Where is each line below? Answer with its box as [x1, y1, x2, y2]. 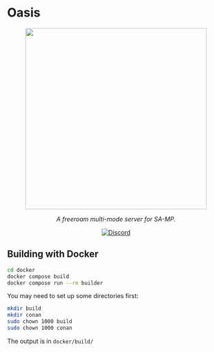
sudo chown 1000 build [7, 318, 72, 325]
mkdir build [7, 305, 41, 312]
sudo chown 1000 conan [7, 324, 72, 331]
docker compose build [7, 273, 70, 280]
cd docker [7, 266, 36, 273]
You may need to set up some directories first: [7, 292, 139, 300]
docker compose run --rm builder [7, 280, 104, 286]
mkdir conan [7, 312, 41, 319]
